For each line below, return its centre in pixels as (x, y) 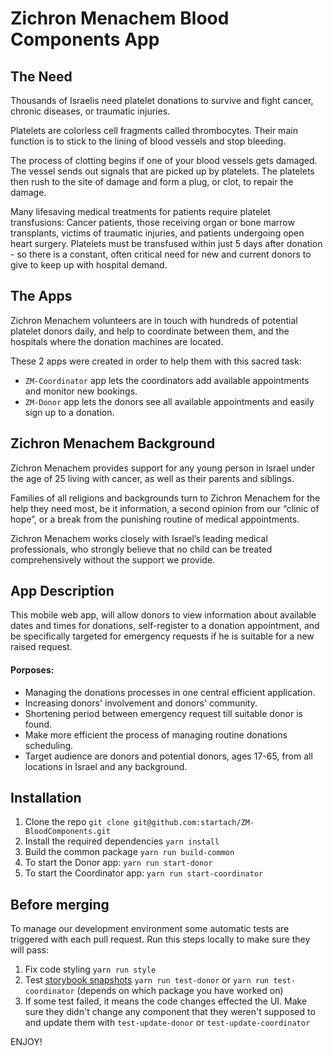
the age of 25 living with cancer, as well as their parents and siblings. (152, 478)
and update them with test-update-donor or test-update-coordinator (167, 1023)
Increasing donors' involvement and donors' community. (141, 703)
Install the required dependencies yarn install (122, 841)
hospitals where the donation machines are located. (117, 341)
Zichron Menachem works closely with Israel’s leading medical (139, 538)
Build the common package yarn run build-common (129, 852)
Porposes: (32, 670)
